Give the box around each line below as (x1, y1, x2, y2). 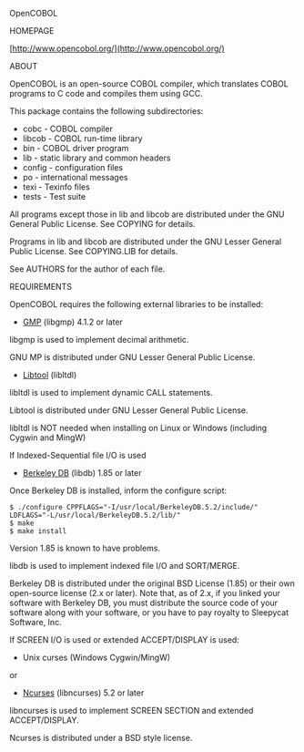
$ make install (9, 527, 67, 536)
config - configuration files (22, 162, 124, 172)
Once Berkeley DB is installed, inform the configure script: (9, 485, 228, 496)
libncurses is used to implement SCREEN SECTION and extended (9, 706, 254, 716)
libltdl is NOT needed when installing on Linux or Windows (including (9, 423, 268, 433)
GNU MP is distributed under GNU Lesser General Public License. (9, 352, 256, 363)
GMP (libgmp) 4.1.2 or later (22, 316, 123, 327)
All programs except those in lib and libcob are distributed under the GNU (9, 209, 285, 220)
